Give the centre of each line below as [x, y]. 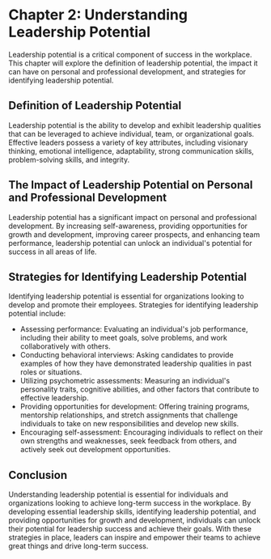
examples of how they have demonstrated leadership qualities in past [136, 364]
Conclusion [38, 475]
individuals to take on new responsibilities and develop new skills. [129, 424]
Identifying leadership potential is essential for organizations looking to [126, 296]
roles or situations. [51, 372]
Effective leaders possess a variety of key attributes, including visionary [128, 142]
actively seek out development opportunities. [95, 450]
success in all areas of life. [53, 252]
